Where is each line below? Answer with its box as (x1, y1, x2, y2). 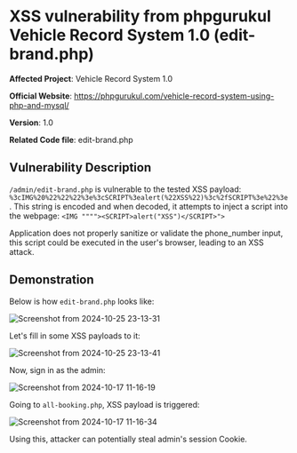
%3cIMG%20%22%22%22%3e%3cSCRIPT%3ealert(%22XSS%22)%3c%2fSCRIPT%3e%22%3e (9, 193, 289, 202)
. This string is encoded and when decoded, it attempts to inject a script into (9, 201, 289, 211)
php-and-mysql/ (9, 99, 69, 110)
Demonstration (9, 273, 95, 288)
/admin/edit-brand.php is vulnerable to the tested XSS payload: (9, 184, 242, 195)
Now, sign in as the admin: (9, 364, 106, 375)
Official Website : (9, 91, 73, 101)
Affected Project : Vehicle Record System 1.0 (9, 73, 173, 83)
